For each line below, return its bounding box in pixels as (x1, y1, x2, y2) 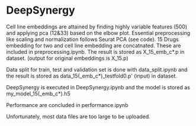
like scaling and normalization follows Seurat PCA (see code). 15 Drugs (6, 35, 179, 43)
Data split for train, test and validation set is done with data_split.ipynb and (6, 66, 188, 73)
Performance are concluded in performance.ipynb (6, 101, 128, 108)
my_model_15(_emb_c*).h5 (6, 90, 70, 97)
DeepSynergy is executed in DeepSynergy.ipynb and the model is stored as (6, 83, 191, 91)
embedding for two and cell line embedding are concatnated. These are (6, 42, 181, 49)
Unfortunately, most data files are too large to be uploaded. (6, 113, 151, 120)
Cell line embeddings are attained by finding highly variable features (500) (6, 23, 188, 30)
